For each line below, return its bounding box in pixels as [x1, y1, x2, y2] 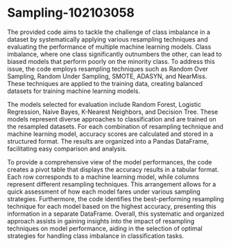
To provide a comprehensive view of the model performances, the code [7, 157, 212, 166]
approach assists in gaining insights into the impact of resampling [7, 216, 195, 225]
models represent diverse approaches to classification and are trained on [7, 114, 216, 123]
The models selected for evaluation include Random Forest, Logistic [7, 100, 201, 108]
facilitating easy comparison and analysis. [7, 144, 127, 153]
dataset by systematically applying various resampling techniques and [7, 35, 208, 43]
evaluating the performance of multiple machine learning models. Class [7, 42, 212, 51]
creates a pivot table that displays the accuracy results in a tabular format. [7, 165, 219, 173]
